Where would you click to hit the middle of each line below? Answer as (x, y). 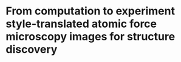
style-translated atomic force (81, 24)
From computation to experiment (90, 11)
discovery (32, 50)
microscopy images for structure (90, 37)
